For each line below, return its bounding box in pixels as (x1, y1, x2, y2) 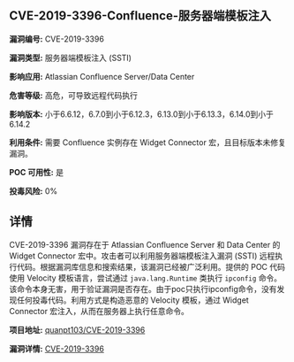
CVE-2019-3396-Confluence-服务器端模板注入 (9, 8, 272, 24)
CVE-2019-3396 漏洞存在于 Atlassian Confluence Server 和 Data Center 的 (9, 239, 281, 250)
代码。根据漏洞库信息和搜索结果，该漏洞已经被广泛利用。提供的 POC (16, 261, 268, 272)
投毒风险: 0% (9, 185, 58, 196)
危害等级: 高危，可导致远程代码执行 (9, 89, 139, 100)
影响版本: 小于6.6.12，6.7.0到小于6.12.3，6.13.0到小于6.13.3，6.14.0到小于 (9, 109, 274, 119)
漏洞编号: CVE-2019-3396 (9, 34, 104, 44)
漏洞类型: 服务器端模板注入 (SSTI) (9, 52, 132, 63)
